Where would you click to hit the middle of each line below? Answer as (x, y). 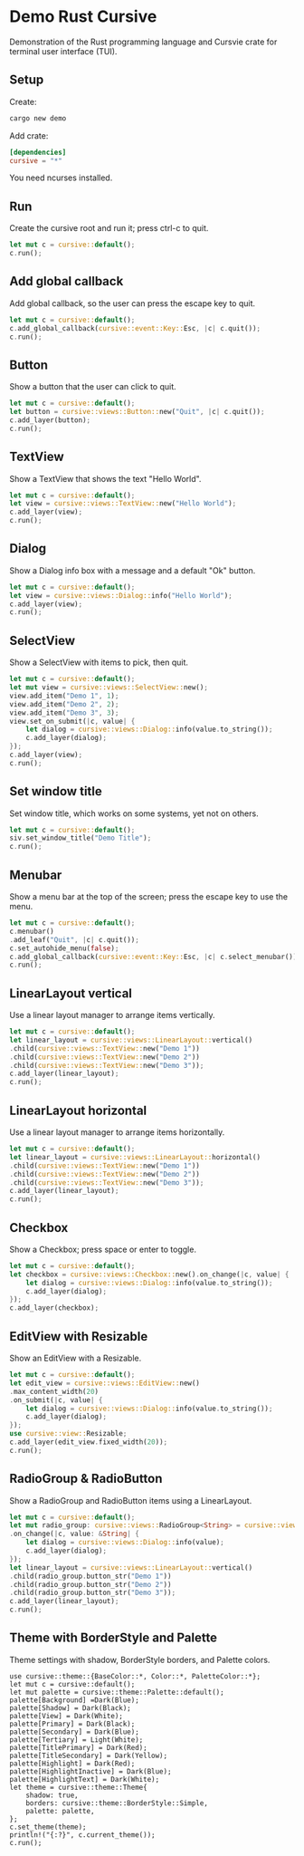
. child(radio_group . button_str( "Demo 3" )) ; (93, 1593)
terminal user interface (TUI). (63, 51)
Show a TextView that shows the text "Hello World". (105, 478)
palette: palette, (60, 1811)
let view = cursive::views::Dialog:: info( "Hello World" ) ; (121, 595)
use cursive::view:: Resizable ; (68, 1434)
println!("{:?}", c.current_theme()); (82, 1835)
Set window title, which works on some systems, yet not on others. (134, 813)
